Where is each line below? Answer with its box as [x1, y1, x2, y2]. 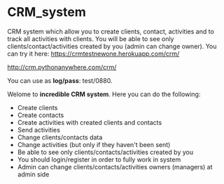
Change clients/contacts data [17, 133, 103, 141]
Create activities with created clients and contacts [17, 118, 162, 126]
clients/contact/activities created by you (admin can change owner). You [7, 42, 217, 50]
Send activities [17, 125, 61, 134]
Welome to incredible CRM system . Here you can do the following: [7, 90, 201, 98]
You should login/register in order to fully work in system [17, 155, 181, 164]
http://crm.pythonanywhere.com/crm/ [7, 63, 117, 71]
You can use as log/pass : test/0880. [7, 76, 113, 84]
